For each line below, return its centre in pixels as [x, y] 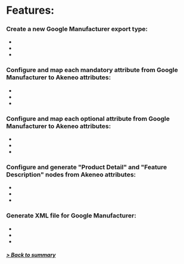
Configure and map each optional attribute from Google [88, 119]
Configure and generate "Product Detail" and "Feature [87, 167]
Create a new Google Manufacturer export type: [77, 29]
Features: [30, 10]
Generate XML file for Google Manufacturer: [71, 216]
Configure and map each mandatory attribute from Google [92, 70]
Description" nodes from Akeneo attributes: [71, 175]
